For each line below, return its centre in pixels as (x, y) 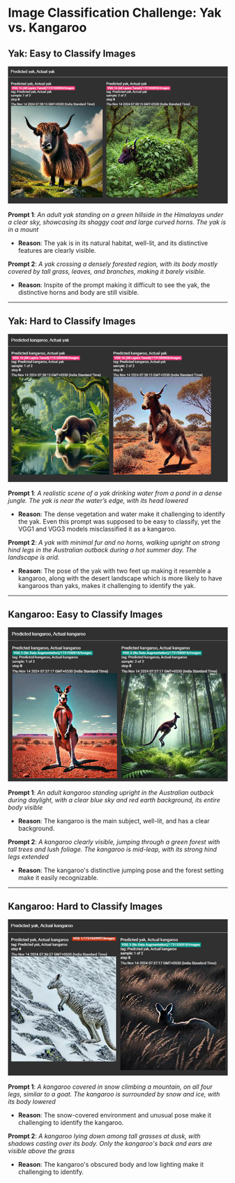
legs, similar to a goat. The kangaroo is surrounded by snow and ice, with (114, 1094)
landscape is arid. (34, 557)
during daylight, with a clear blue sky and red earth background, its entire (114, 800)
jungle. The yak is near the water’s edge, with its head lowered (98, 501)
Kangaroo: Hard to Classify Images (85, 906)
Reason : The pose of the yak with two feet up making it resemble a (114, 571)
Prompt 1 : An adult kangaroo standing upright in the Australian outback (111, 793)
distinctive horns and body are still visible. (78, 293)
